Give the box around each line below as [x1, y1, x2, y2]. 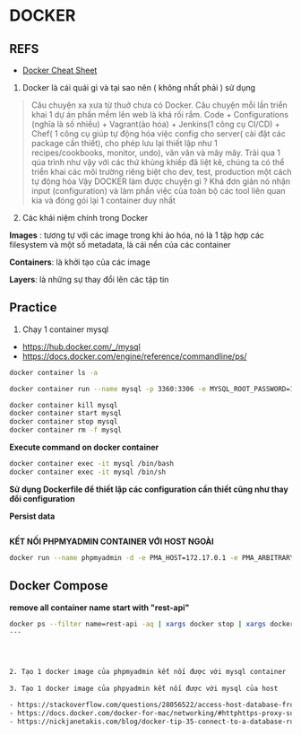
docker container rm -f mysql [9, 425, 123, 435]
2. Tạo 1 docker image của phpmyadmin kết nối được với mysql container [9, 668, 287, 677]
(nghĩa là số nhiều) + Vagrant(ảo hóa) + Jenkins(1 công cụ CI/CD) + [30, 118, 280, 129]
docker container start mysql [9, 409, 123, 418]
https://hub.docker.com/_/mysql [21, 341, 141, 352]
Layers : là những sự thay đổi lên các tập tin [9, 275, 169, 284]
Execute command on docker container [9, 442, 159, 453]
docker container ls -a [9, 368, 99, 377]
